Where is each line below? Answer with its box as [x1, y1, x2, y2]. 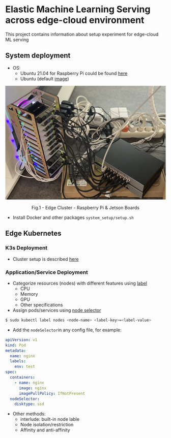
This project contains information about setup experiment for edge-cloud [5, 31, 159, 37]
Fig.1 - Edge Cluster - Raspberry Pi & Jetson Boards [31, 205, 140, 211]
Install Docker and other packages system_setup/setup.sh [12, 214, 134, 221]
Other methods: [12, 411, 46, 417]
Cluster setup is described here [12, 256, 79, 262]
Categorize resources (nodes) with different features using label [12, 280, 148, 287]
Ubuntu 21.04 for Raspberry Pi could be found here [20, 70, 128, 76]
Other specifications [20, 302, 63, 308]
